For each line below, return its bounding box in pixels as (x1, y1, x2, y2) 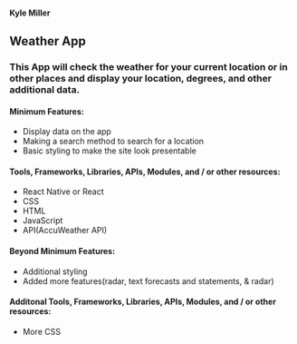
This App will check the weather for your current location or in (9, 60, 288, 73)
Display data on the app (22, 126, 111, 137)
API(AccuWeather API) (22, 225, 108, 236)
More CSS (22, 326, 62, 337)
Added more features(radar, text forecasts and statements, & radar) (22, 275, 274, 286)
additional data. (9, 83, 80, 95)
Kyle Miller (9, 7, 51, 18)
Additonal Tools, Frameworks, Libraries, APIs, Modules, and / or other (9, 296, 276, 308)
